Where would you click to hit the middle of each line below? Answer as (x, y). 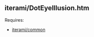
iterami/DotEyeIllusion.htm (47, 8)
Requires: (14, 20)
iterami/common (28, 30)
